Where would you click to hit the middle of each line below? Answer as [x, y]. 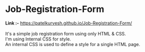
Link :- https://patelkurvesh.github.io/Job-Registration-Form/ [69, 23]
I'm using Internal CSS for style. [38, 39]
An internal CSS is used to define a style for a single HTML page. [73, 44]
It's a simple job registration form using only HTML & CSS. [66, 33]
